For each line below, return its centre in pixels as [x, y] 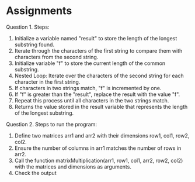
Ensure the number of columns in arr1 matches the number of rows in [98, 148]
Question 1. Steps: [28, 27]
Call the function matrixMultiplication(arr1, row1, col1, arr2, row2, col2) [99, 160]
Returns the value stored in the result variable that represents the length [101, 107]
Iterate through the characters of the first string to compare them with [98, 50]
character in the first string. [47, 82]
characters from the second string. [56, 57]
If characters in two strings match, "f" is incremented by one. [88, 88]
